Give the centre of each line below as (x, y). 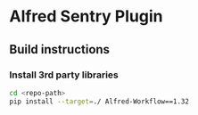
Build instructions (59, 49)
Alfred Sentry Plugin (86, 16)
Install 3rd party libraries (64, 75)
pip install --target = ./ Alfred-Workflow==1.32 (99, 101)
